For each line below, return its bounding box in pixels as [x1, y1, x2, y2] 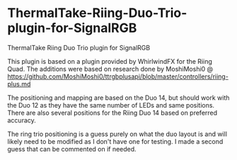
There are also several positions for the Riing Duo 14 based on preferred [7, 108, 218, 117]
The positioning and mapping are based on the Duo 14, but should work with [7, 93, 230, 102]
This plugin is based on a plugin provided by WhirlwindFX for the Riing [7, 57, 212, 65]
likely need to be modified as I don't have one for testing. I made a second [7, 137, 224, 146]
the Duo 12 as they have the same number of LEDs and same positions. [7, 101, 214, 109]
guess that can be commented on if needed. [7, 144, 137, 153]
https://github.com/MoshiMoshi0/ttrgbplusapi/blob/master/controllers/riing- [7, 72, 229, 81]
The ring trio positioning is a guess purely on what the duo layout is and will [7, 130, 228, 138]
